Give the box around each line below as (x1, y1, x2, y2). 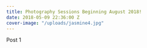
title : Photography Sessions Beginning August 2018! (6, 8, 142, 15)
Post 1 (6, 37, 21, 44)
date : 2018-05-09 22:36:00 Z (6, 14, 80, 20)
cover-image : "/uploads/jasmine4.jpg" (6, 20, 104, 26)
